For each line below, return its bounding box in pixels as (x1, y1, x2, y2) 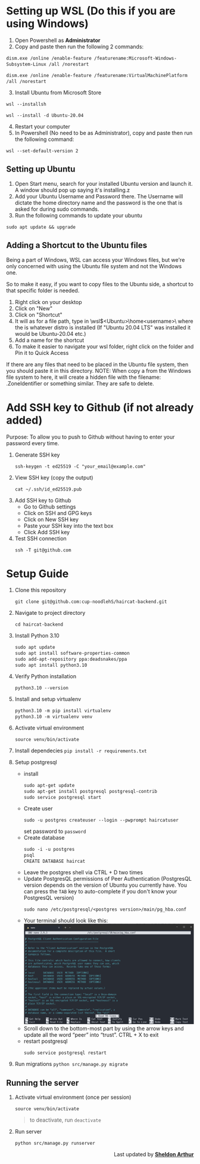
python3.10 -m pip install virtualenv (14, 708, 111, 714)
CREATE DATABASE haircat (23, 859, 86, 865)
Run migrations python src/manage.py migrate (14, 1061, 129, 1068)
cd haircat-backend (14, 621, 64, 628)
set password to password (23, 828, 86, 835)
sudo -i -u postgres (23, 847, 75, 853)
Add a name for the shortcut (14, 336, 85, 344)
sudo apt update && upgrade (6, 224, 76, 230)
